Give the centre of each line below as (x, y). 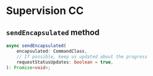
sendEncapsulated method (53, 32)
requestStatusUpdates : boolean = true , (65, 62)
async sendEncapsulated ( (36, 46)
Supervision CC (45, 11)
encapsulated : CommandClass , (52, 51)
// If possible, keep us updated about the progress (82, 57)
